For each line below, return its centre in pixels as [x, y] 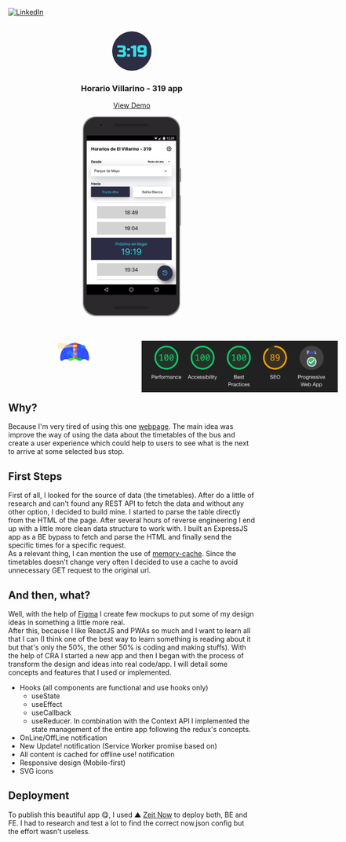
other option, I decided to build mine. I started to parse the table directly [124, 512]
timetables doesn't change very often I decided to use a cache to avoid [123, 562]
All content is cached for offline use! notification [97, 755]
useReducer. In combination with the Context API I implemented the [140, 721]
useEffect [47, 705]
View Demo [132, 105]
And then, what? [49, 595]
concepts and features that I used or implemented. [90, 672]
